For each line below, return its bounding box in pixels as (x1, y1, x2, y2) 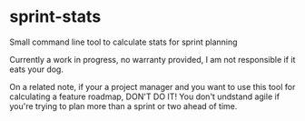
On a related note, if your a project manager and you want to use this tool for (9, 81, 296, 92)
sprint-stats (9, 6, 102, 27)
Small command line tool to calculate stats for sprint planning (9, 36, 238, 47)
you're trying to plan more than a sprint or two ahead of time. (9, 100, 238, 111)
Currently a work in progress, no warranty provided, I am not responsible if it (9, 54, 296, 65)
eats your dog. (9, 64, 64, 75)
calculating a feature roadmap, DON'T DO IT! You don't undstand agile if (9, 91, 280, 102)
